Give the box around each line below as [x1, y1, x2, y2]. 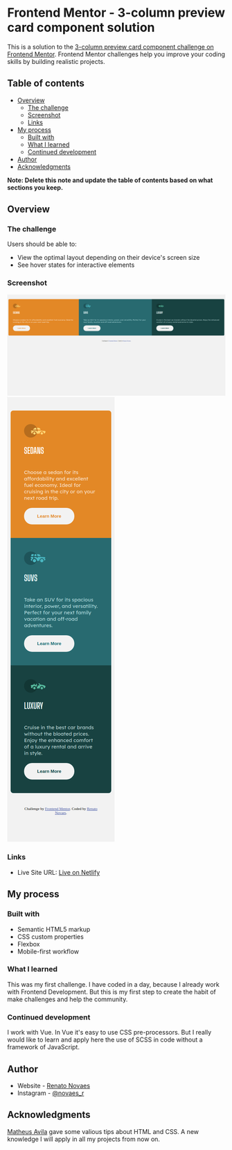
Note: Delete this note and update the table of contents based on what [7, 176, 213, 184]
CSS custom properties [17, 933, 84, 941]
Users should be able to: [7, 240, 78, 248]
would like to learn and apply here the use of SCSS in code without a [7, 1035, 203, 1044]
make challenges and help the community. [7, 995, 128, 1003]
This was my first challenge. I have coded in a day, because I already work [7, 980, 220, 988]
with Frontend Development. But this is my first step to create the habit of [7, 987, 216, 996]
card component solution [7, 19, 155, 35]
